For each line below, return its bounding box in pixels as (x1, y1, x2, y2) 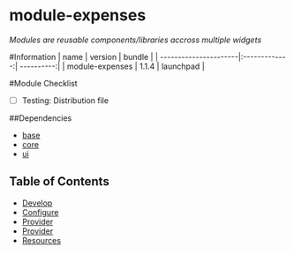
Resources (21, 235, 62, 245)
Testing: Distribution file (21, 94, 109, 106)
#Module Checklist (9, 78, 78, 88)
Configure (21, 206, 59, 217)
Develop (21, 198, 53, 208)
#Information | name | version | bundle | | (9, 51, 159, 62)
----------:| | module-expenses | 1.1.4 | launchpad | (19, 61, 205, 71)
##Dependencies (9, 113, 72, 123)
